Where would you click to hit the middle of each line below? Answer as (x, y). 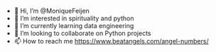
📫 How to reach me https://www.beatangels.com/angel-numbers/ (111, 41)
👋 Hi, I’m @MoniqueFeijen (52, 11)
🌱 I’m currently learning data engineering (74, 26)
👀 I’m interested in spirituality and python (74, 18)
